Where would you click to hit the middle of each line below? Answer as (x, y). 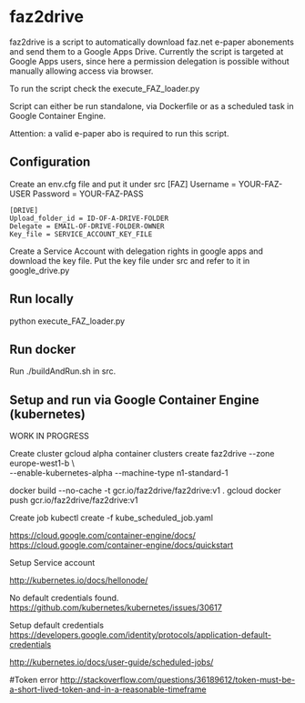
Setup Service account (52, 563)
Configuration (50, 162)
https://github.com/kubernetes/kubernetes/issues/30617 (116, 608)
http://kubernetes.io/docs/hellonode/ (79, 580)
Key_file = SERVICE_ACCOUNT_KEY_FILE (81, 234)
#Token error (34, 680)
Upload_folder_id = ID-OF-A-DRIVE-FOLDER (89, 218)
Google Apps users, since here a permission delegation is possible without (149, 61)
